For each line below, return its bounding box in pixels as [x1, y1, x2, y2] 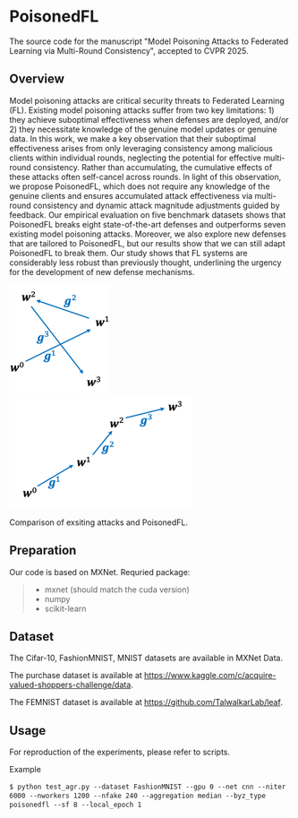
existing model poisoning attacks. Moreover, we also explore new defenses [9, 228, 286, 239]
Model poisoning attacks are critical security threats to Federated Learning [9, 95, 285, 106]
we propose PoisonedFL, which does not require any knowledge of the [9, 181, 270, 192]
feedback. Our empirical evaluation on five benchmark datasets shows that [9, 209, 286, 220]
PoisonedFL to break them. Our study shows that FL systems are [9, 247, 248, 258]
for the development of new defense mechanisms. [9, 266, 195, 277]
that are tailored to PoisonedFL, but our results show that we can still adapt [9, 237, 285, 248]
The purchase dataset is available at [9, 670, 143, 681]
